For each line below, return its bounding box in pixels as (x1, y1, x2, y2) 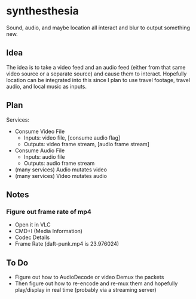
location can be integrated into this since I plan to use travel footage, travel (6, 76, 190, 83)
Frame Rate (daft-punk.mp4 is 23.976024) (14, 240, 120, 247)
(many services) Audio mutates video (14, 166, 108, 173)
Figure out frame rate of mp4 (6, 207, 91, 216)
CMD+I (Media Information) (14, 228, 82, 235)
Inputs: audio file (23, 153, 65, 160)
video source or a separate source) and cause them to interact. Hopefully (6, 70, 187, 77)
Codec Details (14, 234, 50, 241)
